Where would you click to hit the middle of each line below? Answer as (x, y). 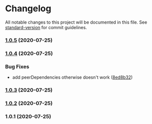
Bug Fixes (17, 66)
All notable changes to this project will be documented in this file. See (76, 22)
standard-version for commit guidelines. (46, 27)
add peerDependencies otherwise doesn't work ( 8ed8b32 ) (72, 77)
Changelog (28, 9)
